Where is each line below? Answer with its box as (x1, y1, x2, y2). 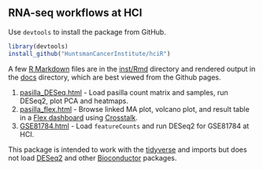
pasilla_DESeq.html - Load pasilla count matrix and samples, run (19, 87, 228, 97)
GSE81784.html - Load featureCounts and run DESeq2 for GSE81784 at (19, 121, 250, 131)
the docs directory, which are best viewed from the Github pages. (8, 72, 221, 82)
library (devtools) (8, 42, 69, 50)
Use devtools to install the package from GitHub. (8, 27, 167, 36)
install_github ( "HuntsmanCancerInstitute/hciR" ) (8, 50, 171, 57)
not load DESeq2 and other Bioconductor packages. (8, 153, 177, 162)
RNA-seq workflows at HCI (8, 6, 143, 20)
